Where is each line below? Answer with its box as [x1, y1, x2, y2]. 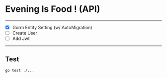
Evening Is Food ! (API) [5, 3, 100, 15]
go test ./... [5, 68, 35, 73]
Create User [12, 30, 37, 36]
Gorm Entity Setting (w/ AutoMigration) [12, 24, 92, 30]
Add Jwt [12, 36, 30, 41]
